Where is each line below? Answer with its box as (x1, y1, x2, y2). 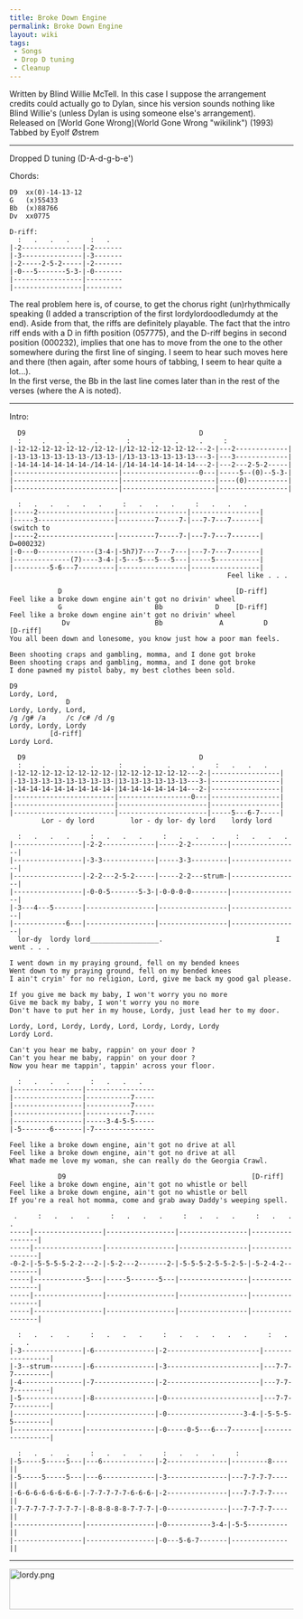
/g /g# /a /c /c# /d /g (9, 713, 115, 722)
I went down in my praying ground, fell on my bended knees (9, 958, 241, 967)
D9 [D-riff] (57, 1172, 284, 1181)
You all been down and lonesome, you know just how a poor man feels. (9, 634, 280, 643)
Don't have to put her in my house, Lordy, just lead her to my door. (9, 1005, 280, 1015)
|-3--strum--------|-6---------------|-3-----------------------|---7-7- (9, 1361, 293, 1370)
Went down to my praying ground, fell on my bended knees (9, 966, 232, 975)
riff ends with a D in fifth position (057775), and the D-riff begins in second (9, 327, 287, 338)
